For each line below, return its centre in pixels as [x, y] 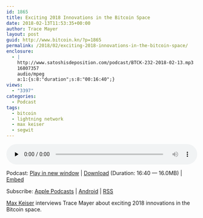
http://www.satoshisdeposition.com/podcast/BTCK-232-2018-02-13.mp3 [105, 62]
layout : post [23, 35]
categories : [21, 96]
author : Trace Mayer [32, 29]
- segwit [23, 130]
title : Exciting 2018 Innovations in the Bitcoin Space [78, 18]
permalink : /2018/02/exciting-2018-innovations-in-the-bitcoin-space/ [97, 46]
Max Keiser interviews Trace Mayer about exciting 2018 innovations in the [98, 203]
